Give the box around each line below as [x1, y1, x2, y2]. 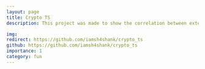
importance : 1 [6, 48, 43, 54]
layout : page [6, 8, 40, 15]
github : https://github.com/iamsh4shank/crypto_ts [6, 42, 138, 48]
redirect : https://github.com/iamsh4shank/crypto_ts [6, 37, 143, 43]
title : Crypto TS [6, 15, 51, 21]
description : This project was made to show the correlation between [6, 20, 187, 26]
